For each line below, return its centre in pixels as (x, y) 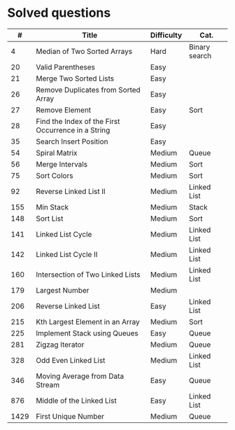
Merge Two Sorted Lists (75, 78)
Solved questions (59, 13)
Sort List (50, 219)
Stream (48, 384)
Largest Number (63, 290)
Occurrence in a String (73, 130)
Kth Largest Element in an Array (88, 321)
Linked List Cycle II (67, 254)
